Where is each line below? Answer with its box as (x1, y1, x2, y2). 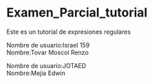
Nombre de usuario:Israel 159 (6, 41, 90, 49)
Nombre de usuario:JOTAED (6, 61, 87, 70)
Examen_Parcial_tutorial (6, 5, 148, 21)
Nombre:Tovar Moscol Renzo (6, 48, 89, 56)
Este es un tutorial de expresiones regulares (6, 28, 131, 36)
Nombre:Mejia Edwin (6, 69, 66, 77)
